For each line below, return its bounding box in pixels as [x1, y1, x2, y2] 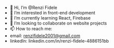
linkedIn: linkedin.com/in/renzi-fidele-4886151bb [9, 38, 109, 44]
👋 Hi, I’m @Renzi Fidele [9, 5, 57, 10]
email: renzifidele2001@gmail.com [9, 33, 80, 39]
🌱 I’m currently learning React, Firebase [9, 15, 91, 21]
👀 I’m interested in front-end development [9, 10, 96, 16]
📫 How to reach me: [9, 26, 53, 31]
